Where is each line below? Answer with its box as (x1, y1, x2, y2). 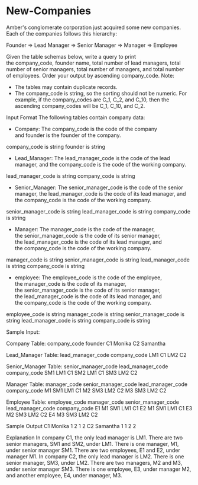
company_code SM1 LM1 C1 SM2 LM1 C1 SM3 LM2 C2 (6, 369, 138, 376)
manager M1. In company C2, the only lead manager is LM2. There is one (6, 452, 184, 460)
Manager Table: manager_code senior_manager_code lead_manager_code (6, 381, 188, 388)
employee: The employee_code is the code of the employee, (14, 274, 163, 281)
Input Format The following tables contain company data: (6, 114, 145, 121)
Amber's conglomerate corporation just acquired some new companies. (6, 24, 181, 31)
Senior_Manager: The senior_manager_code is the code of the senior (14, 184, 183, 191)
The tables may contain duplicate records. (14, 83, 118, 90)
